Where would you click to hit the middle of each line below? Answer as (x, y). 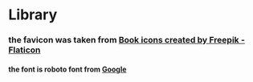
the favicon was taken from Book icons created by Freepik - (126, 40)
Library (33, 15)
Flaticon (24, 50)
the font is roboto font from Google (67, 69)
